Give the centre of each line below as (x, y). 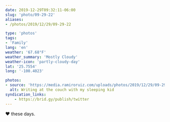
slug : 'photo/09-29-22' (30, 15)
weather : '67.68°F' (26, 52)
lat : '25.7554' (21, 67)
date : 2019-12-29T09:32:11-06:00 (40, 10)
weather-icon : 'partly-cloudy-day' (43, 62)
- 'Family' (17, 43)
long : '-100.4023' (25, 71)
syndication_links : (26, 95)
